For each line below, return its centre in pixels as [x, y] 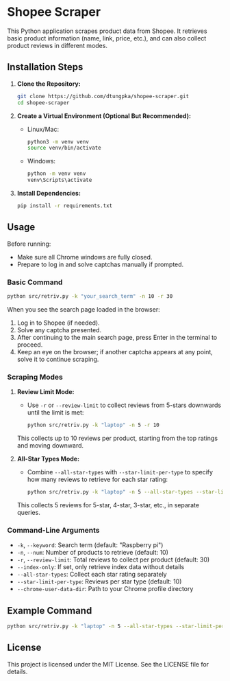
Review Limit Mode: [46, 392]
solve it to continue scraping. [58, 359]
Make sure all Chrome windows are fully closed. [85, 257]
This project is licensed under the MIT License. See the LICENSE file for [108, 664]
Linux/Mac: [43, 129]
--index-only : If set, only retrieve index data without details [101, 567]
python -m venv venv [56, 174]
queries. [29, 512]
